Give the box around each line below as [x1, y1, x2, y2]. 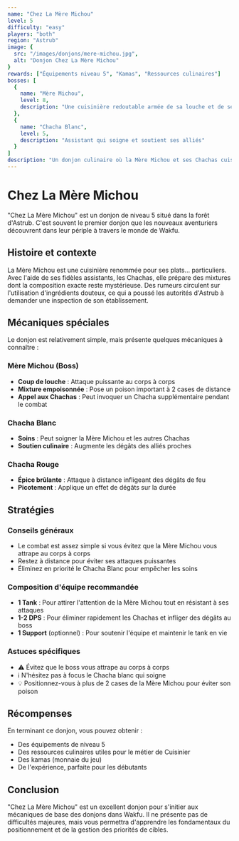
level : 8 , [20, 97, 50, 104]
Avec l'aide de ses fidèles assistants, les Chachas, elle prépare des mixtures [7, 273, 231, 282]
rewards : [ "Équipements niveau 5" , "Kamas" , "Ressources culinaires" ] [7, 70, 221, 77]
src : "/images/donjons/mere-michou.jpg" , [14, 51, 139, 58]
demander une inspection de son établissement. [7, 296, 149, 304]
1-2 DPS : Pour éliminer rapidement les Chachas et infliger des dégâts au [17, 613, 231, 622]
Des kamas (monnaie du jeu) [17, 755, 102, 764]
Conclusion [7, 783, 60, 796]
